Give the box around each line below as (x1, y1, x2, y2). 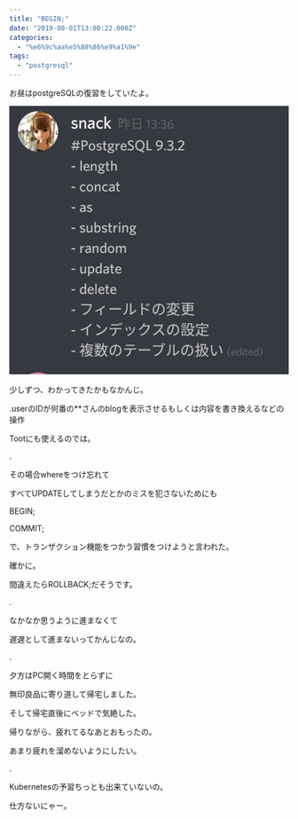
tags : (9, 51, 29, 61)
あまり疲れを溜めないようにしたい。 (9, 745, 142, 756)
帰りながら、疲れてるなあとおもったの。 (9, 727, 157, 737)
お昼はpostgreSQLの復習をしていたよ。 (9, 88, 153, 98)
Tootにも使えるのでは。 (9, 433, 96, 444)
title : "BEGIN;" (9, 14, 69, 23)
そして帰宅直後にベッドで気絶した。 (9, 708, 142, 719)
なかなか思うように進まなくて (9, 615, 118, 626)
